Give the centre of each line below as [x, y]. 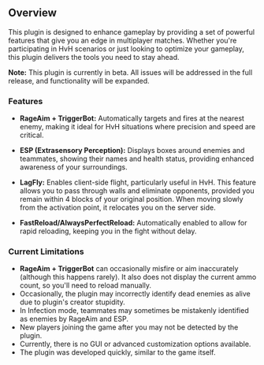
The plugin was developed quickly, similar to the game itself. [117, 352]
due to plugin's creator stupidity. [73, 302]
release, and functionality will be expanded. [79, 80]
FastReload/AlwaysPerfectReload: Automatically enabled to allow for [133, 223]
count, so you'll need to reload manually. [86, 285]
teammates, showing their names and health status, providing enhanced [137, 159]
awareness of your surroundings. [73, 167]
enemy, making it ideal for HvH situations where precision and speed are [138, 127]
